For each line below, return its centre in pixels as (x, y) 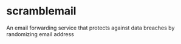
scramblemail (41, 11)
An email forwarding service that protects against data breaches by (90, 28)
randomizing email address (40, 34)
